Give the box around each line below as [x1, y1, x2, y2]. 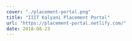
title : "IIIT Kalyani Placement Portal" [6, 14, 111, 20]
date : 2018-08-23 [6, 25, 50, 32]
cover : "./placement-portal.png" [6, 8, 91, 15]
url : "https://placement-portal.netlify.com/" [6, 20, 127, 26]
